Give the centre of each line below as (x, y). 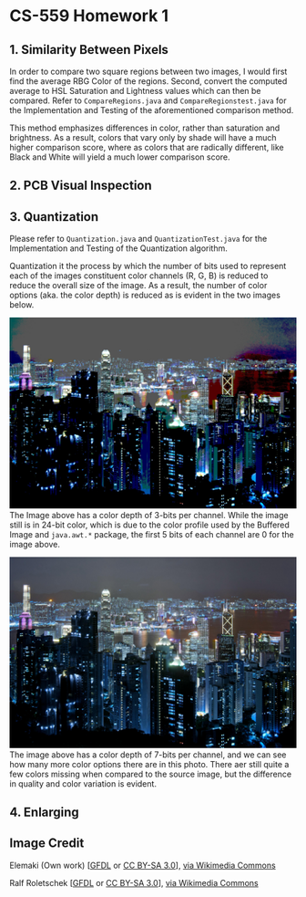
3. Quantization (54, 217)
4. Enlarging (44, 812)
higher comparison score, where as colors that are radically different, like (147, 147)
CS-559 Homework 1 (89, 16)
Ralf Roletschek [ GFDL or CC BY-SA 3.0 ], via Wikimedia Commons (134, 882)
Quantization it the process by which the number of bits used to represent (148, 266)
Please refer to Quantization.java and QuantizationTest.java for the (138, 239)
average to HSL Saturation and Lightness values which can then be (135, 91)
